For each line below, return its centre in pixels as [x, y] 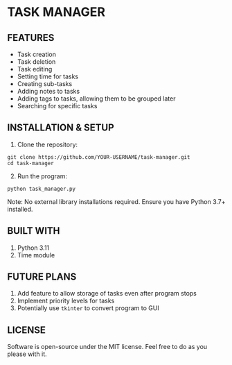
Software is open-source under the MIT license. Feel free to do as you [107, 347]
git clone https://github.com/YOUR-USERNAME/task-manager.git [99, 157]
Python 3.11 [33, 248]
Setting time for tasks [47, 76]
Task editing [35, 69]
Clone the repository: [47, 144]
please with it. [27, 354]
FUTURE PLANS [42, 277]
